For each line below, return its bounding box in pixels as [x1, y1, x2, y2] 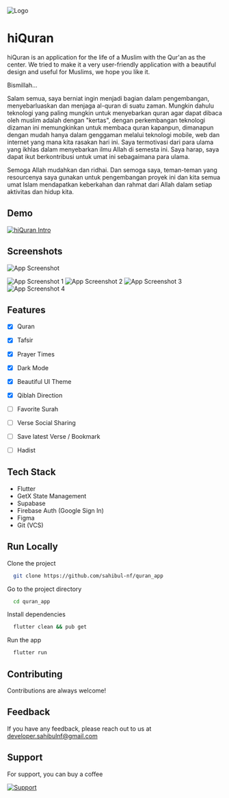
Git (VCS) [16, 521, 44, 529]
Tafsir [16, 336, 33, 344]
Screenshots [7, 245, 63, 257]
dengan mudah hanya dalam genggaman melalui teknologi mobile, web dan [7, 130, 220, 138]
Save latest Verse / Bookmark [16, 432, 100, 440]
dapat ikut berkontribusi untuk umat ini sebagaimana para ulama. [7, 152, 190, 160]
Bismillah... [7, 81, 38, 89]
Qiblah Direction [16, 391, 63, 399]
